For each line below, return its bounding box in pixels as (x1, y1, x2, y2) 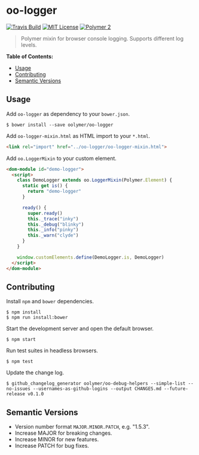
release (6, 391, 26, 397)
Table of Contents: (6, 53, 54, 60)
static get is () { (22, 183, 68, 189)
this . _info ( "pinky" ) (27, 227, 79, 233)
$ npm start (6, 337, 36, 343)
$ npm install (6, 309, 42, 315)
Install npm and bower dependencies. (6, 298, 94, 305)
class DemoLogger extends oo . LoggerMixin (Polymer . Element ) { (17, 177, 172, 183)
